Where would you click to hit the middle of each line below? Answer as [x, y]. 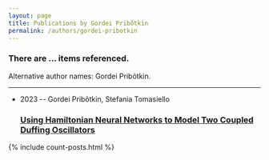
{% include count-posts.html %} [61, 147]
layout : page [30, 16]
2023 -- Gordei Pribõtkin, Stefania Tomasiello [95, 99]
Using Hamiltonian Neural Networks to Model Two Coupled [137, 119]
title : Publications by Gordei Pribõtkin [78, 23]
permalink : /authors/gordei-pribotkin [73, 30]
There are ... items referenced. [69, 58]
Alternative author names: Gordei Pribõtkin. [80, 76]
